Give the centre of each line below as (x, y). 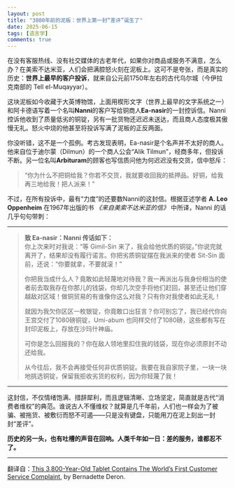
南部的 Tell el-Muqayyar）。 (52, 87)
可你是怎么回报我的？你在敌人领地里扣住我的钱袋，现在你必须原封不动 (126, 344)
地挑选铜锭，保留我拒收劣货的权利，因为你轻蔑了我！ (101, 376)
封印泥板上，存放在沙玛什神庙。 (70, 329)
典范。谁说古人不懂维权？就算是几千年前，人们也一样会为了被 (130, 406)
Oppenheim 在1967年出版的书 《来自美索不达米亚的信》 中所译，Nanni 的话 (117, 208)
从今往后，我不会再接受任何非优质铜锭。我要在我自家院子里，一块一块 (126, 368)
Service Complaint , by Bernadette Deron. (66, 477)
